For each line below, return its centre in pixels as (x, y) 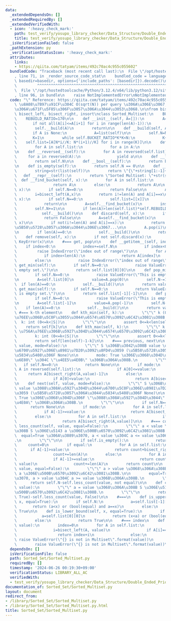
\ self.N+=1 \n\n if (51, 209)
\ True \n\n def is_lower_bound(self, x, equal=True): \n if (90, 511)
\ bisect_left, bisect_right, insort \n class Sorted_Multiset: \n (84, 114)
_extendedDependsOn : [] (35, 15)
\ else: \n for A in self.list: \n (70, 417)
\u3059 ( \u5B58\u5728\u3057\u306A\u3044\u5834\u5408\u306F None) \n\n (90, 393)
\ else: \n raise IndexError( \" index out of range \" (91, 261)
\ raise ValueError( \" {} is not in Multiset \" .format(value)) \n (84, 540)
